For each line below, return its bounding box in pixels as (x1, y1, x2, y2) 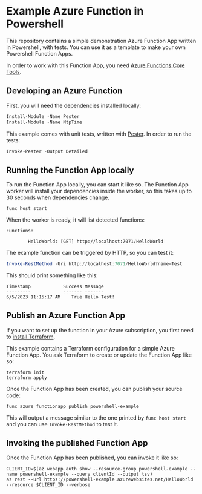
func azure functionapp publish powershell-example (6, 403, 139, 409)
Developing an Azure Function (6, 86, 123, 96)
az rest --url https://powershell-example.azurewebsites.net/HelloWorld (6, 476, 194, 482)
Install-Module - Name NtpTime (6, 119, 83, 125)
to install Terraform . (6, 333, 56, 340)
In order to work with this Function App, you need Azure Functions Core (6, 62, 185, 69)
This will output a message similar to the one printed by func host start (6, 413, 186, 421)
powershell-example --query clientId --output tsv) (19, 471, 153, 477)
